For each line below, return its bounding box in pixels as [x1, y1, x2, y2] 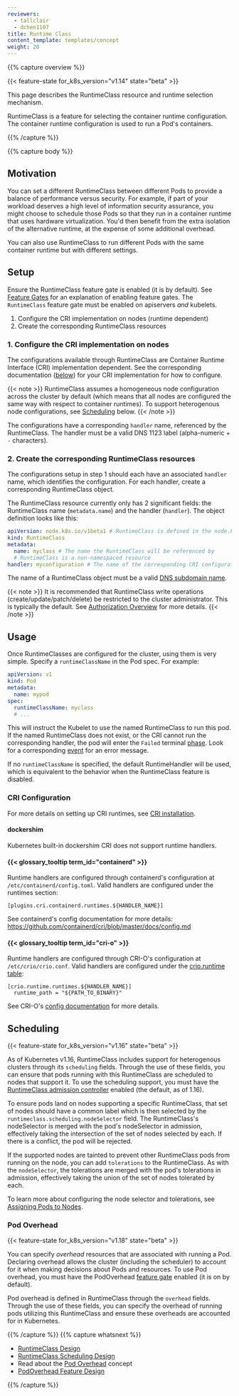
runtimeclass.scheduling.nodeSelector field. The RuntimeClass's [7, 1114, 199, 1123]
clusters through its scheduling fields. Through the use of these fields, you [7, 1063, 225, 1072]
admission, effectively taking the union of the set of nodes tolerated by [7, 1173, 215, 1182]
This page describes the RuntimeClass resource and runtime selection [7, 90, 213, 99]
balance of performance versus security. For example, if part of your [7, 194, 208, 203]
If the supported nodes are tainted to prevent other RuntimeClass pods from [7, 1151, 230, 1160]
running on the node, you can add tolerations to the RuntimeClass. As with [7, 1158, 229, 1167]
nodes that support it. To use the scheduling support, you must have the [7, 1078, 219, 1086]
